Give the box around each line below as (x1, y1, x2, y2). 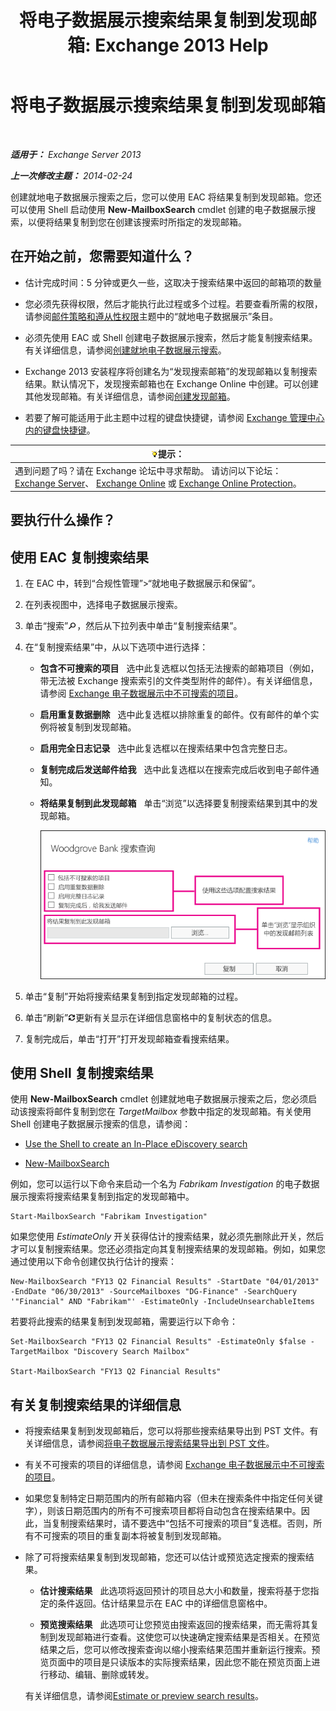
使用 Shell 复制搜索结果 (10, 1065, 154, 1082)
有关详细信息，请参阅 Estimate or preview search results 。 (24, 1690, 265, 1702)
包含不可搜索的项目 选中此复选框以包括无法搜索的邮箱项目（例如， (39, 662, 320, 675)
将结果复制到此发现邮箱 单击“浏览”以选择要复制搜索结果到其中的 (39, 797, 310, 810)
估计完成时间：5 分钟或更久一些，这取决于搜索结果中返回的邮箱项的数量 (24, 276, 323, 288)
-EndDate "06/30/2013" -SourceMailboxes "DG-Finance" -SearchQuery (10, 1287, 298, 1297)
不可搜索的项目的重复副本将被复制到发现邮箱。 (33, 1530, 227, 1542)
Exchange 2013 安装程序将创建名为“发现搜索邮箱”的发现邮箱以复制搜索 (24, 365, 318, 377)
